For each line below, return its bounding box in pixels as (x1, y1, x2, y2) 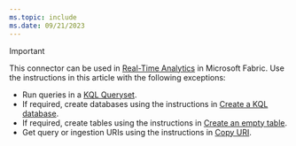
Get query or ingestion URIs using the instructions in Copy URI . (21, 127, 253, 137)
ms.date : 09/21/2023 (9, 21, 86, 30)
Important (9, 45, 45, 56)
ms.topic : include (9, 12, 77, 22)
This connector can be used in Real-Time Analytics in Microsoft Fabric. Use (9, 63, 285, 73)
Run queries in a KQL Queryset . (21, 89, 137, 100)
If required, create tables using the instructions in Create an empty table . (21, 117, 288, 128)
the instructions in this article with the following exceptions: (9, 72, 226, 82)
